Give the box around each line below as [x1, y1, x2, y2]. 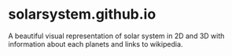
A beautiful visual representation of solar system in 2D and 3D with [8, 31, 225, 40]
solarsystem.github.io [8, 5, 157, 23]
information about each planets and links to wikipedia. [8, 39, 183, 48]
